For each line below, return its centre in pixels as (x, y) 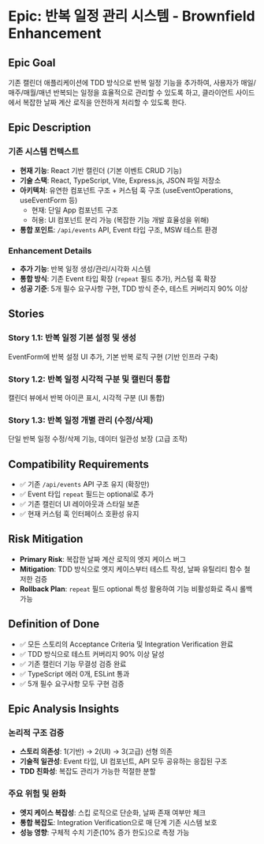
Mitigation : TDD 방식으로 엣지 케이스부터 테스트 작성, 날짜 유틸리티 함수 (131, 569)
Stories (26, 314)
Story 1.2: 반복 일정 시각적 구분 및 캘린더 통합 (89, 379)
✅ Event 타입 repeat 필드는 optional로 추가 (87, 494)
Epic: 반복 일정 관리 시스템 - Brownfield (132, 16)
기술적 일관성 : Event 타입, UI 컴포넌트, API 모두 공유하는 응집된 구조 (123, 761)
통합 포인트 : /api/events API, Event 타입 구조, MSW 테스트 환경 (119, 229)
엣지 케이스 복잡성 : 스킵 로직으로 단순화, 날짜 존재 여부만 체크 (113, 812)
